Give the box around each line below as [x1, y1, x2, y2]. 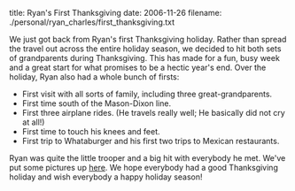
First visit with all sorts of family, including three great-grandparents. [21, 88, 273, 99]
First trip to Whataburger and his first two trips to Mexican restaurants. [21, 136, 280, 146]
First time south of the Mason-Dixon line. [21, 98, 171, 109]
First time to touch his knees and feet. [21, 126, 161, 136]
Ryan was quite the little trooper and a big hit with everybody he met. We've [9, 153, 286, 163]
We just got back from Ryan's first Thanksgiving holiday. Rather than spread [9, 34, 287, 44]
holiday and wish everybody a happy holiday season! [9, 172, 203, 182]
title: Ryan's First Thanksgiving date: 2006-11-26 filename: [9, 8, 222, 18]
